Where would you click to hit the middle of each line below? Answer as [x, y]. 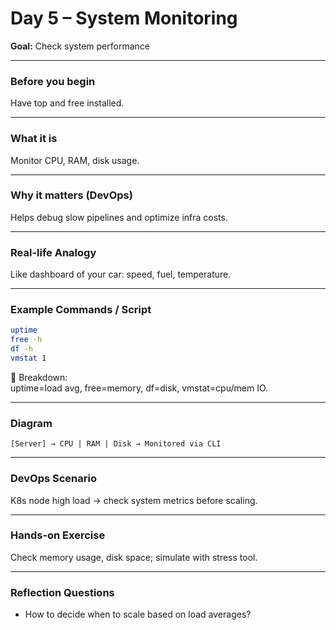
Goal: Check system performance [80, 46]
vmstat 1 [28, 358]
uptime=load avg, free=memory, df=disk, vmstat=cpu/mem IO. [139, 388]
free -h [26, 340]
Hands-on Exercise [58, 535]
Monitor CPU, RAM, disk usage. [75, 160]
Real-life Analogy [53, 252]
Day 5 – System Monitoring [124, 18]
